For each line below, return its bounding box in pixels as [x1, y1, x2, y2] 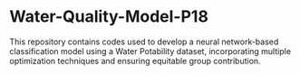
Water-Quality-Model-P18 [9, 6, 208, 27]
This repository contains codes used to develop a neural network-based [9, 36, 279, 47]
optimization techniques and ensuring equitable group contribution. [9, 55, 261, 66]
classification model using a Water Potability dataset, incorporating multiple [9, 45, 292, 56]
